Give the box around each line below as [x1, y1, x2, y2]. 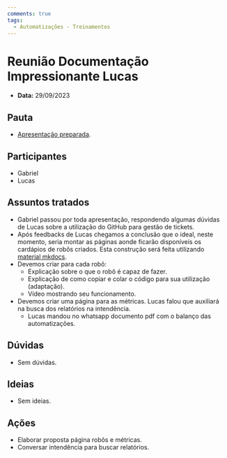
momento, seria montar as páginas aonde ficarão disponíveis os [17, 237, 202, 245]
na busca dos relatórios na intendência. [17, 304, 131, 313]
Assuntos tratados [7, 196, 90, 208]
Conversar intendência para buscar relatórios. [17, 443, 150, 452]
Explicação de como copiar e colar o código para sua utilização [27, 274, 210, 283]
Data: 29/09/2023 [17, 92, 70, 100]
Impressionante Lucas [7, 68, 139, 84]
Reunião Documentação [7, 53, 150, 69]
